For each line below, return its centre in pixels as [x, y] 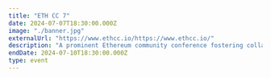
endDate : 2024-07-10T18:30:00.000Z [68, 53]
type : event [28, 61]
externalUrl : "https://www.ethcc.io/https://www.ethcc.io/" [112, 38]
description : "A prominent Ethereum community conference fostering [126, 46]
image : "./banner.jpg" [46, 30]
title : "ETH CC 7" [39, 16]
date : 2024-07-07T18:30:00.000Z [63, 23]
